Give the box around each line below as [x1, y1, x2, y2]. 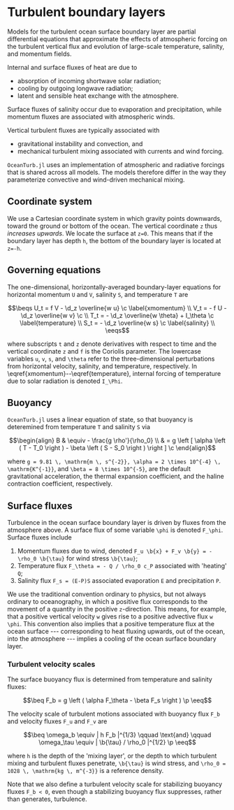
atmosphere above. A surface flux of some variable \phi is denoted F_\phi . [7, 526, 224, 535]
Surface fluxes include [7, 533, 72, 542]
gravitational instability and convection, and [17, 139, 143, 147]
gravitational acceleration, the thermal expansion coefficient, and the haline [7, 472, 225, 481]
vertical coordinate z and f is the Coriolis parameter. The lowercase [7, 347, 201, 355]
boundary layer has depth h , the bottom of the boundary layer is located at [7, 236, 221, 245]
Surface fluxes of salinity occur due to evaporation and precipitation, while [7, 105, 222, 113]
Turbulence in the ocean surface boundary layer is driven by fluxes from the [7, 519, 226, 527]
